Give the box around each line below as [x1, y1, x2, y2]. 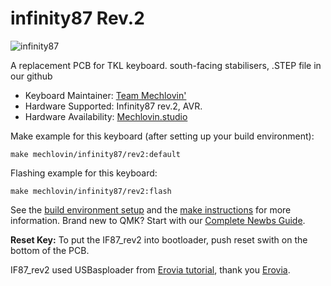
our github [10, 70, 53, 82]
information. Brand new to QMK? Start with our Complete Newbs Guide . [10, 214, 306, 226]
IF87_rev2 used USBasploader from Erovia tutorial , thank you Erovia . [10, 263, 291, 276]
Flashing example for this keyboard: [10, 167, 158, 179]
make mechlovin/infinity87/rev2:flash [10, 186, 172, 196]
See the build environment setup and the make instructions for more [10, 203, 292, 216]
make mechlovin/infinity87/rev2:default [10, 149, 182, 159]
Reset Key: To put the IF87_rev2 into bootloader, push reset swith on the [10, 233, 308, 246]
